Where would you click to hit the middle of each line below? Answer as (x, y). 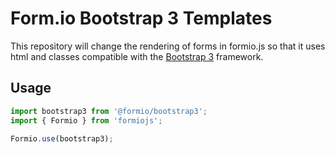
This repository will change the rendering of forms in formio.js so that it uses (168, 46)
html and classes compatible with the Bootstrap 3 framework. (137, 56)
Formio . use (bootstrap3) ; (62, 138)
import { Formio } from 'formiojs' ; (86, 120)
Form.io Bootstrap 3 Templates (141, 18)
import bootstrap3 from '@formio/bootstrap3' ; (109, 111)
